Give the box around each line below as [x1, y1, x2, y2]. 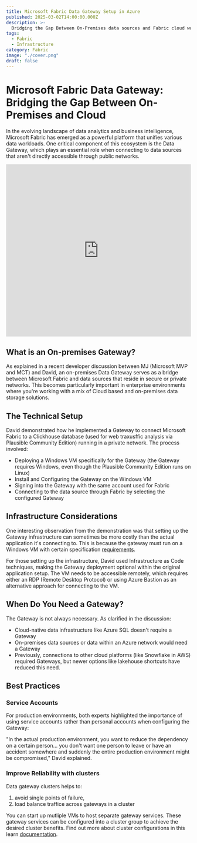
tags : [6, 31, 19, 36]
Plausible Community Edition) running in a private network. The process [6, 439, 180, 446]
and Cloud [55, 108, 106, 121]
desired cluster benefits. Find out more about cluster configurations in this [6, 824, 185, 831]
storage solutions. [6, 394, 50, 401]
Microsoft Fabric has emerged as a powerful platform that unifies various [6, 134, 182, 141]
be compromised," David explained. [6, 755, 92, 762]
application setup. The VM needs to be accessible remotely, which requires [6, 569, 188, 577]
